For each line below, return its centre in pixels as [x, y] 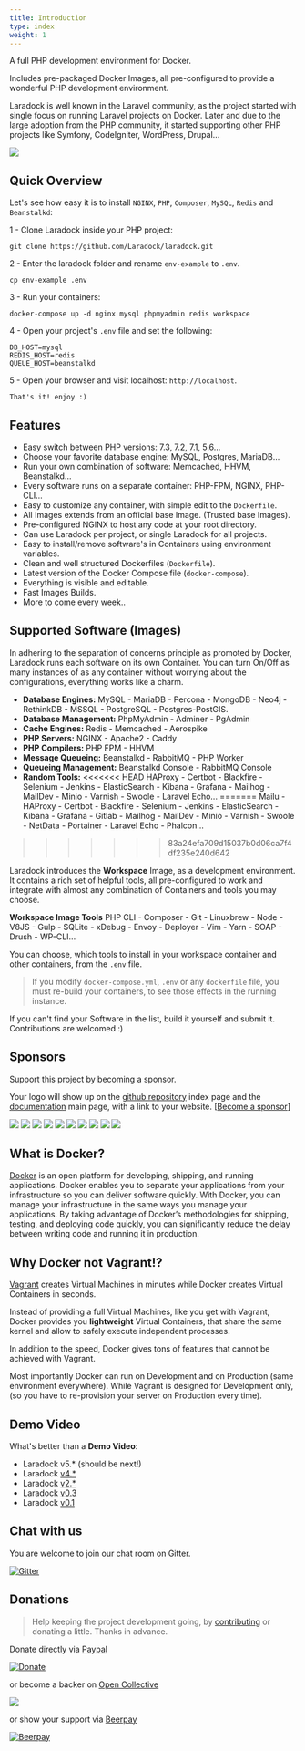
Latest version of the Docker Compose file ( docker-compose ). [136, 573]
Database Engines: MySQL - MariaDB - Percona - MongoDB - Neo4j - [155, 699]
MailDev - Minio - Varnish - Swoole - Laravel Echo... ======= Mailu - [154, 796]
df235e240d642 [199, 853]
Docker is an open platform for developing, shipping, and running [132, 1176]
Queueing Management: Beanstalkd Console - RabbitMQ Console [147, 767]
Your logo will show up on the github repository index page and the [135, 1096]
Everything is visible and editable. [86, 583]
